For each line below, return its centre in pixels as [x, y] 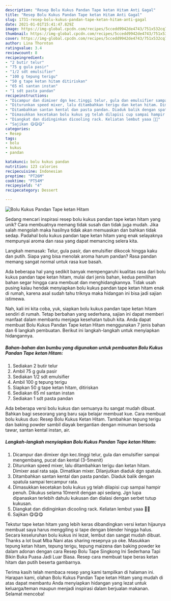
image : [12, 29]
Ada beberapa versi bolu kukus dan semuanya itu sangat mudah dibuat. [81, 408]
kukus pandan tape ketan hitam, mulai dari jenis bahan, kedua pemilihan [81, 277]
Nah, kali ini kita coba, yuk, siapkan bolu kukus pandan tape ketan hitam [81, 309]
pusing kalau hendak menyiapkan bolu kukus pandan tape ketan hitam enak [85, 288]
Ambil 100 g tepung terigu [40, 382]
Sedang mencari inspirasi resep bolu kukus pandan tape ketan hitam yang [83, 219]
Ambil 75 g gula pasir [35, 371]
